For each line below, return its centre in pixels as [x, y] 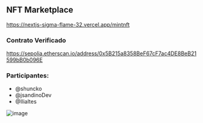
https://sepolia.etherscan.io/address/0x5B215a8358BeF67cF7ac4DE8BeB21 [101, 53]
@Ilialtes [26, 102]
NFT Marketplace [40, 10]
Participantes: [28, 76]
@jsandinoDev [33, 95]
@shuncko [29, 89]
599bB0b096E [25, 60]
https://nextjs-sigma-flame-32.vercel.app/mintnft [68, 24]
